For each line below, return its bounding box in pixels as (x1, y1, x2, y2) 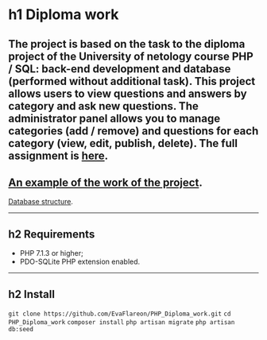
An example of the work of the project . (8, 176, 203, 189)
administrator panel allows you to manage (8, 111, 221, 125)
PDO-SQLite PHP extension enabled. (19, 257, 141, 267)
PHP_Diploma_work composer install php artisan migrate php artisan (8, 319, 235, 326)
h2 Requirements (8, 227, 95, 241)
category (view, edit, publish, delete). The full (8, 137, 238, 150)
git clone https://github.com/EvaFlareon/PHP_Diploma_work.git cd (8, 310, 231, 319)
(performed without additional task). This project (8, 74, 256, 88)
